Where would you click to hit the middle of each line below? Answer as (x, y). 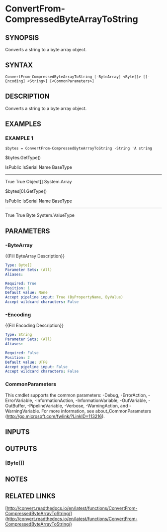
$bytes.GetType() (23, 158)
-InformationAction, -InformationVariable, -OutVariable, (91, 400)
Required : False (22, 353)
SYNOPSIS (22, 38)
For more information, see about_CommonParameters (96, 411)
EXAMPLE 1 (19, 138)
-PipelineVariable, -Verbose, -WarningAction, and (78, 405)
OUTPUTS (21, 449)
